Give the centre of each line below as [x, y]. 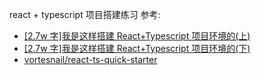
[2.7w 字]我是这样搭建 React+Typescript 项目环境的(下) [137, 48]
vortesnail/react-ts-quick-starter [90, 59]
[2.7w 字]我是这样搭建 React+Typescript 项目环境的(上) [137, 36]
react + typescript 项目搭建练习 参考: [85, 14]
